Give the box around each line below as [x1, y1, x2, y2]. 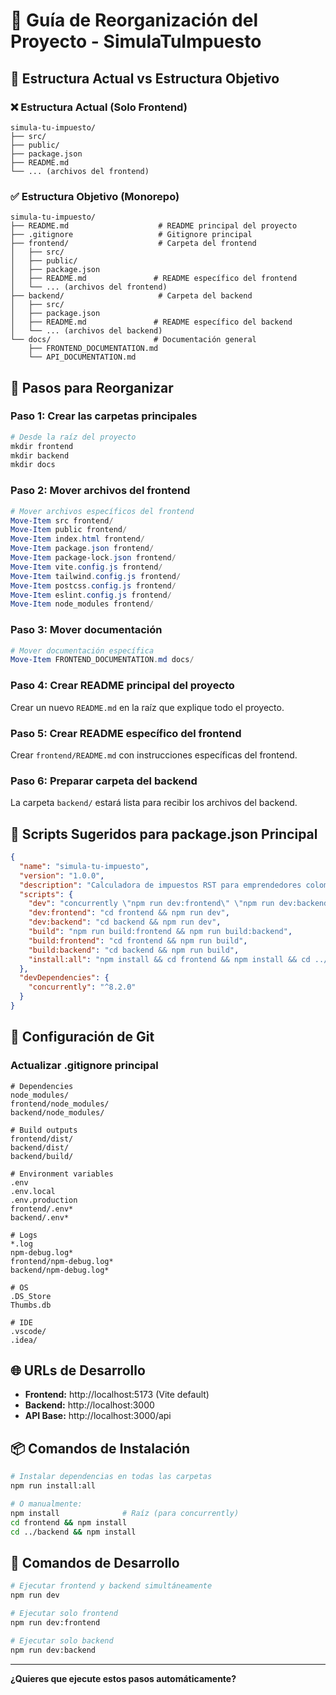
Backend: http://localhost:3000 [24, 1399, 155, 1411]
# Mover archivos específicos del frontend [10, 506, 195, 516]
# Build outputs [10, 1125, 78, 1135]
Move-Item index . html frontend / [10, 534, 145, 544]
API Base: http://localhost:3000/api [24, 1410, 172, 1422]
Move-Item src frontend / [10, 515, 114, 526]
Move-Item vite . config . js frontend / [10, 562, 163, 572]
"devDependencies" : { [19, 973, 110, 983]
